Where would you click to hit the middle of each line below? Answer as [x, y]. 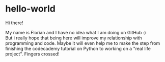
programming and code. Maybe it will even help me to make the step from [83, 43]
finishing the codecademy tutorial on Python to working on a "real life [78, 48]
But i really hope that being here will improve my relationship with [74, 38]
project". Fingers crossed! [32, 54]
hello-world [31, 9]
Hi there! [14, 23]
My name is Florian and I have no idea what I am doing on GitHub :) [76, 32]
